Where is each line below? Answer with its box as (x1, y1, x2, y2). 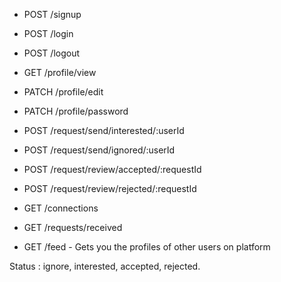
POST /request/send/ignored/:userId (23, 144, 176, 156)
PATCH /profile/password (23, 105, 129, 117)
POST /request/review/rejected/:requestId (23, 183, 197, 194)
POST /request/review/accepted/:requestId (23, 164, 202, 175)
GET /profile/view (23, 67, 97, 78)
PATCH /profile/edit (23, 86, 104, 98)
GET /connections (23, 202, 99, 214)
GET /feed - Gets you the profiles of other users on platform (23, 241, 271, 253)
